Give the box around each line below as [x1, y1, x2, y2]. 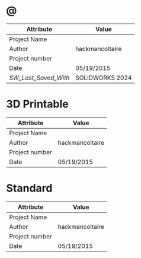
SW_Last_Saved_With [9, 74, 70, 82]
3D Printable [6, 97, 69, 111]
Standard [6, 181, 53, 195]
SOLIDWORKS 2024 [75, 74, 132, 82]
